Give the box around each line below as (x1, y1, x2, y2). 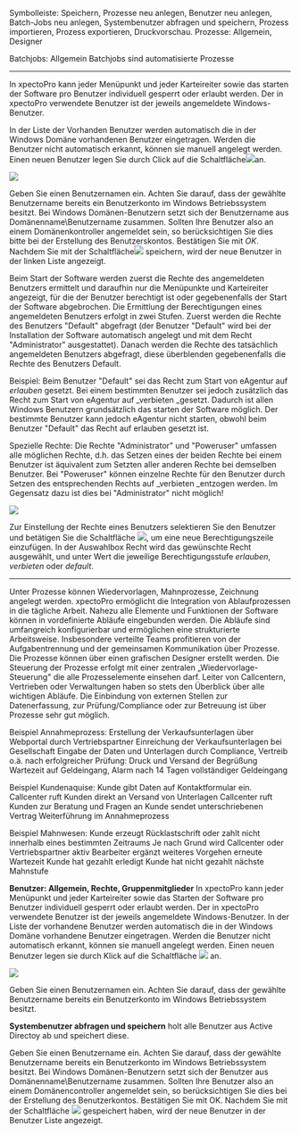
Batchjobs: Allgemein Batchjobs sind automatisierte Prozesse (9, 54, 235, 63)
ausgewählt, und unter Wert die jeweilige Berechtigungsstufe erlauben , (9, 551, 271, 561)
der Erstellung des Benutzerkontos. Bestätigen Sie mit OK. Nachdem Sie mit (9, 1095, 288, 1105)
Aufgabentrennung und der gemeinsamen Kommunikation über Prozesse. (9, 643, 280, 654)
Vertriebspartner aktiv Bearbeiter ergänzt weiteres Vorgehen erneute (9, 847, 263, 857)
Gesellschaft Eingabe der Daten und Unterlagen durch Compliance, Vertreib (9, 746, 288, 757)
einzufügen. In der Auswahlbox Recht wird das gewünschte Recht (9, 542, 252, 552)
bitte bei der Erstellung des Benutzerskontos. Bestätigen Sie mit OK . (9, 236, 259, 246)
